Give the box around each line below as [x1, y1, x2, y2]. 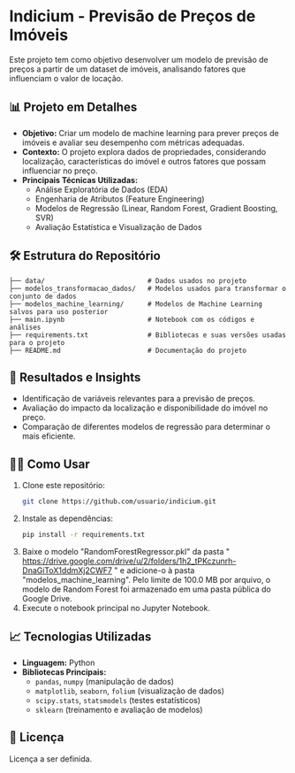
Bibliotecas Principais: [21, 666, 107, 677]
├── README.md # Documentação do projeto [9, 346, 247, 355]
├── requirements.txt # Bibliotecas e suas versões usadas [9, 330, 287, 340]
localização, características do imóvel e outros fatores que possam [21, 156, 267, 166]
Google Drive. [21, 593, 72, 603]
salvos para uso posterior [9, 307, 109, 316]
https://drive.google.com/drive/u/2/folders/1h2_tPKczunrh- [21, 555, 237, 566]
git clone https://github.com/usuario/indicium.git [21, 497, 216, 506]
